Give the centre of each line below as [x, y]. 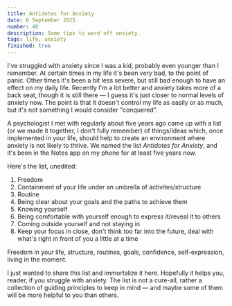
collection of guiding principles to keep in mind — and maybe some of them [115, 288]
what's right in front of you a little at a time [78, 239]
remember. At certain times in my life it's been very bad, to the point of [108, 73]
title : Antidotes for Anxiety [51, 14]
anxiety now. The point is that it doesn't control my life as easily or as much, [115, 102]
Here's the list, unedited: [42, 166]
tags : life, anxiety [37, 40]
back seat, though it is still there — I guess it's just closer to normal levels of [116, 95]
